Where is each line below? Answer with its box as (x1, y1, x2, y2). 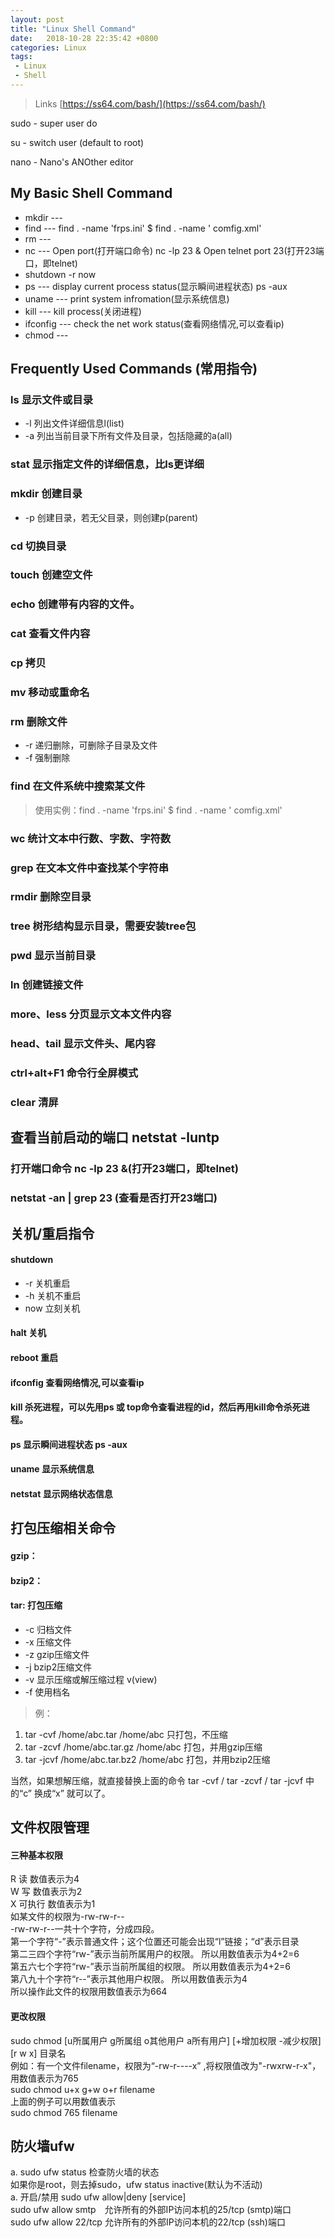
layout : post (10, 14, 65, 25)
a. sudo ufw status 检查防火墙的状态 (10, 2166, 160, 2178)
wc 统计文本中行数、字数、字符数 (10, 831, 172, 845)
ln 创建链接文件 (10, 978, 84, 992)
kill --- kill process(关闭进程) (24, 305, 142, 317)
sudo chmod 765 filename (10, 2106, 118, 2118)
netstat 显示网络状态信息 (10, 1487, 113, 1500)
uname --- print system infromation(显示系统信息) (24, 292, 230, 305)
